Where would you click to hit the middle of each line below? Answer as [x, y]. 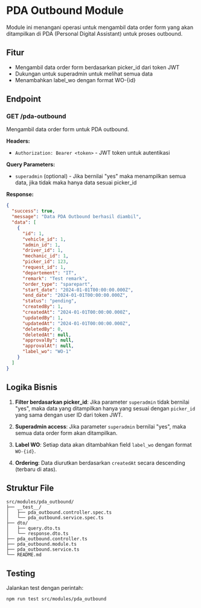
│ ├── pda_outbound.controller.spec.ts [59, 513]
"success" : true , [33, 211]
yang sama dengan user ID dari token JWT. [69, 415]
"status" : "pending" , [49, 301]
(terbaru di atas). [36, 469]
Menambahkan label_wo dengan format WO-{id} [75, 80]
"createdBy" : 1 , [43, 307]
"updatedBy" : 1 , [43, 318]
